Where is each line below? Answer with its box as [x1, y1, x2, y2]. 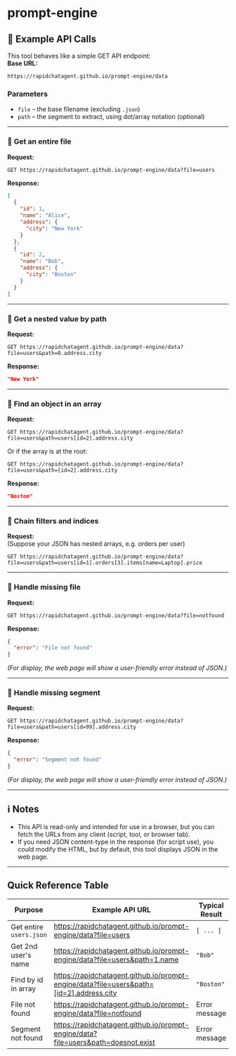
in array [11, 983, 37, 993]
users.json [11, 931, 47, 938]
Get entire [11, 921, 44, 931]
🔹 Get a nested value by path [7, 313, 107, 323]
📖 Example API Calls [7, 33, 97, 45]
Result [199, 909, 223, 919]
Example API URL [92, 905, 151, 914]
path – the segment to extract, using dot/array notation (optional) [17, 113, 205, 121]
